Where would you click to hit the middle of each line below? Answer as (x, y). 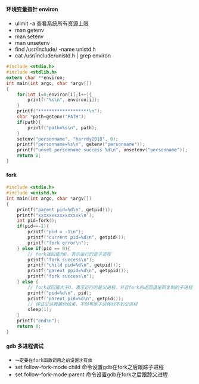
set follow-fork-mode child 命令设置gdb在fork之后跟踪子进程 (89, 367)
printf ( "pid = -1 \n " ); (56, 232)
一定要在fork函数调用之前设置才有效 (53, 360)
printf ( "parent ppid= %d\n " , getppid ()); (78, 271)
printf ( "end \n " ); (38, 321)
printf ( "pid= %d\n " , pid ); (60, 293)
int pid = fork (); (37, 221)
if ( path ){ (29, 122)
